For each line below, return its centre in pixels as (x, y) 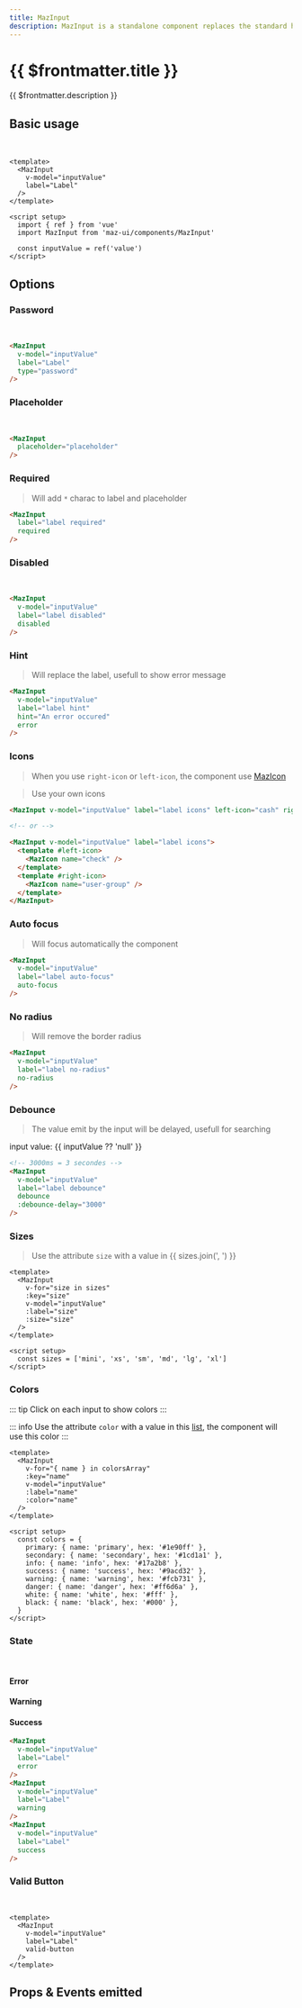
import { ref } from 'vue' (68, 225)
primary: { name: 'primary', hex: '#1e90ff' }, (116, 1547)
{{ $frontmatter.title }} (94, 71)
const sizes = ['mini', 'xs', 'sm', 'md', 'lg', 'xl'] (122, 1359)
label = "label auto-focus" (66, 977)
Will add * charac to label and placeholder (109, 498)
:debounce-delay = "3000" (62, 1205)
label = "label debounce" (62, 1188)
